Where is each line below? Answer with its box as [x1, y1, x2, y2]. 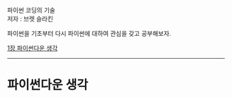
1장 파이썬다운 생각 [7, 44, 58, 52]
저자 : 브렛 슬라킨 [7, 14, 54, 23]
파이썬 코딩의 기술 [7, 6, 55, 14]
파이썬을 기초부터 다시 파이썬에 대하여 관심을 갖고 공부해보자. [7, 30, 171, 37]
